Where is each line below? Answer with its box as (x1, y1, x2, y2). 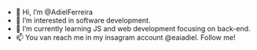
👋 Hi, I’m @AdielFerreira (15, 8, 93, 16)
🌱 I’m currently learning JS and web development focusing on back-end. (15, 24, 251, 33)
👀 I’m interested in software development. (15, 16, 151, 25)
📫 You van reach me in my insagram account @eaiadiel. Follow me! (15, 33, 236, 42)
